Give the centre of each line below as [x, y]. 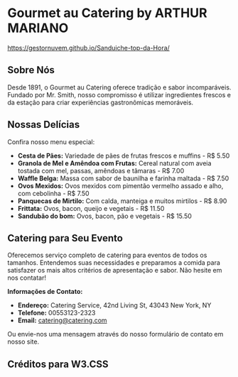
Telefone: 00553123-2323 [56, 313]
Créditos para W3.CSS [58, 364]
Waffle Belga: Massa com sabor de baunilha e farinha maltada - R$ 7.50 [123, 178]
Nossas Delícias [44, 125]
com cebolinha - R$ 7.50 [54, 193]
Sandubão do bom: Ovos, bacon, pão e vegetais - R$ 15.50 [104, 216]
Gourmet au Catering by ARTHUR [107, 13]
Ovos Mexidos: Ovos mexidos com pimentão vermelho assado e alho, [120, 185]
